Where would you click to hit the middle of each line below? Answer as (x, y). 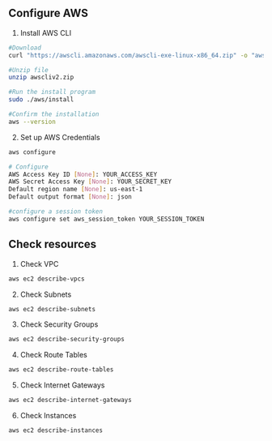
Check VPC (39, 263)
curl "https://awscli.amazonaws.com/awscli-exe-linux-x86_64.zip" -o (128, 55)
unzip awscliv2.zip (41, 77)
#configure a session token (56, 212)
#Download (25, 48)
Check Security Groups (59, 324)
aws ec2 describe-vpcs (47, 279)
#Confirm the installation (54, 114)
